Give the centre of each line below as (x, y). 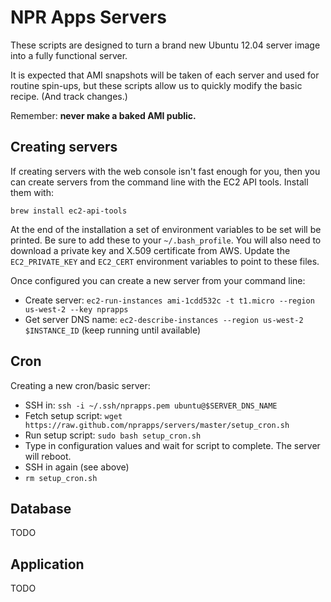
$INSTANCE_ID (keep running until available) (113, 330)
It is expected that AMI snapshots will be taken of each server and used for (165, 75)
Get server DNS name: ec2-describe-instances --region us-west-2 (164, 319)
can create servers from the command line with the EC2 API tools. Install (159, 182)
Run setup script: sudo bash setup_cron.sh (113, 435)
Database (41, 508)
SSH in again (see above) (77, 467)
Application (47, 564)
